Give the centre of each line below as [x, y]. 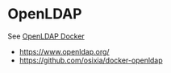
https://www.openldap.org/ [64, 51]
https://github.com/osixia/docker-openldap [91, 60]
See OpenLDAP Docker [46, 36]
